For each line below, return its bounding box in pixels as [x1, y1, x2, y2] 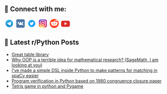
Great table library [11, 51, 49, 57]
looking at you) [11, 62, 42, 68]
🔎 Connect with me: [4, 5, 66, 13]
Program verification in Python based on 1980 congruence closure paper [11, 78, 162, 84]
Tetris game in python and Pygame [11, 83, 83, 89]
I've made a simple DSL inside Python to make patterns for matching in [11, 67, 157, 73]
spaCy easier [11, 73, 39, 79]
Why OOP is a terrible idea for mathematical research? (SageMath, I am [11, 57, 159, 63]
